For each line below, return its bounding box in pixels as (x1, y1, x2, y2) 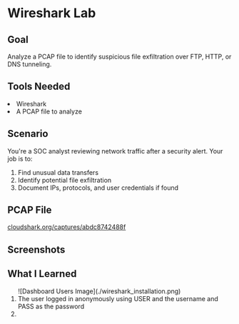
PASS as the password (17, 302, 84, 310)
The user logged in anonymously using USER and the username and (17, 294, 219, 303)
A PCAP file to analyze (16, 107, 82, 116)
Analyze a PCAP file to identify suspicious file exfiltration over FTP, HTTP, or (7, 52, 232, 61)
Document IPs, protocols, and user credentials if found (17, 183, 179, 192)
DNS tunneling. (7, 60, 52, 69)
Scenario (7, 128, 49, 140)
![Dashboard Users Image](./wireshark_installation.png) (17, 287, 181, 295)
